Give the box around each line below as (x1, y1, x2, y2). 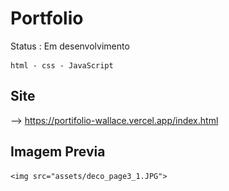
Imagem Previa (10, 143, 106, 161)
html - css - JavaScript (10, 60, 114, 71)
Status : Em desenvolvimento (10, 40, 130, 52)
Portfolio (10, 7, 84, 30)
